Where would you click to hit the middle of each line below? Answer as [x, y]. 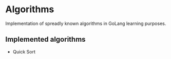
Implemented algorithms [45, 39]
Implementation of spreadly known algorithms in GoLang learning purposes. [86, 23]
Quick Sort [24, 51]
